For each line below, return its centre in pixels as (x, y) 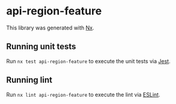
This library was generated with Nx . (50, 28)
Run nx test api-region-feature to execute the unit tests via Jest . (88, 61)
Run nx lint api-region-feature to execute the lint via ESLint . (83, 94)
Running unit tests (41, 47)
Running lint (29, 80)
